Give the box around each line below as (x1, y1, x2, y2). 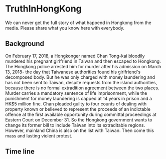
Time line (5, 147, 35, 156)
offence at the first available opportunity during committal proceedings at (5, 111, 157, 117)
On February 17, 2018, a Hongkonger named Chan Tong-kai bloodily (5, 53, 145, 59)
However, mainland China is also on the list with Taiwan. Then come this (5, 127, 154, 133)
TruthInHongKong (5, 3, 82, 15)
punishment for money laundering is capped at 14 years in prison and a (5, 95, 152, 101)
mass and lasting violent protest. (5, 132, 73, 138)
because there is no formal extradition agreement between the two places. (5, 85, 159, 91)
